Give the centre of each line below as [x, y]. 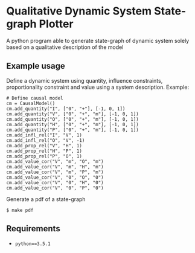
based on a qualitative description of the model [65, 47]
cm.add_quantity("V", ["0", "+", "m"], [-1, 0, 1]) [72, 114]
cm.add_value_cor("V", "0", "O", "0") [55, 177]
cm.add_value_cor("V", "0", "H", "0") [55, 182]
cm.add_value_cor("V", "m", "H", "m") [55, 167]
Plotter [56, 24]
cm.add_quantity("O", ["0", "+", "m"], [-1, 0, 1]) [72, 119]
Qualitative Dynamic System [79, 11]
